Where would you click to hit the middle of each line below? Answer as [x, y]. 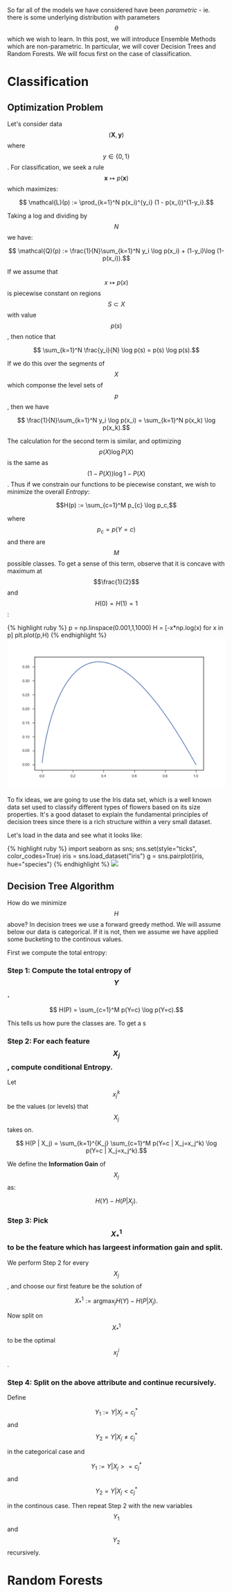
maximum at [25, 570]
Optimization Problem [55, 107]
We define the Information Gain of [56, 1164]
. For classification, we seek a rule [56, 167]
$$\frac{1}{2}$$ [116, 581]
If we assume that [33, 272]
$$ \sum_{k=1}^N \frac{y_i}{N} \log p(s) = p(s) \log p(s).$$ [116, 350]
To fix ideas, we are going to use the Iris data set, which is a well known [109, 800]
